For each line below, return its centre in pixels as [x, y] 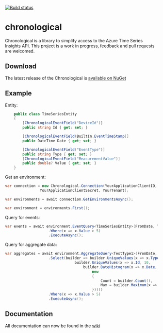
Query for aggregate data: [31, 245]
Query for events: [23, 217]
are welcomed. [20, 51]
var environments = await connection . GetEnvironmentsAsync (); [69, 199]
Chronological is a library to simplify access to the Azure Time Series [74, 40]
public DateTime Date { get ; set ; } [59, 141]
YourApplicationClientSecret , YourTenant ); [84, 191]
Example [18, 93]
